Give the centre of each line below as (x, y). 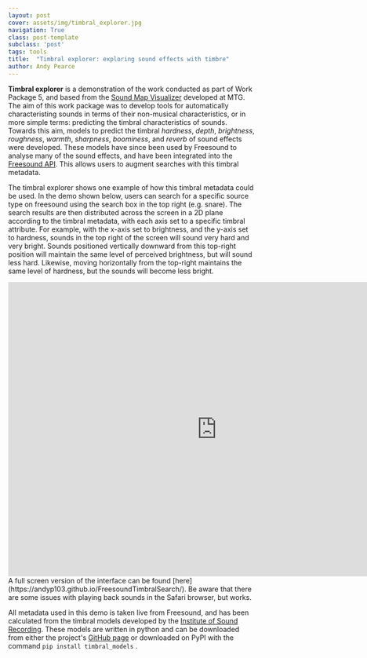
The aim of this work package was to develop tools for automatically (118, 105)
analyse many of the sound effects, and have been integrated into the (120, 155)
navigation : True (36, 30)
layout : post (29, 15)
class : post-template (44, 37)
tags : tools (27, 52)
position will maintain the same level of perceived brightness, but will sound (130, 254)
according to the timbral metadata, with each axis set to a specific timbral (127, 221)
